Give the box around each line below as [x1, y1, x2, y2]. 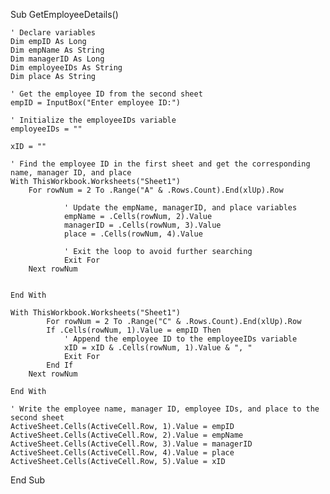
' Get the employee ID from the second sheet [10, 89, 203, 99]
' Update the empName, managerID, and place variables [63, 203, 298, 213]
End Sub [10, 474, 46, 486]
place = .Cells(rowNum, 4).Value [63, 229, 203, 239]
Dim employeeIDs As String [10, 63, 123, 73]
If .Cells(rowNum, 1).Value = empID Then [46, 325, 222, 335]
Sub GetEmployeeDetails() [10, 9, 119, 20]
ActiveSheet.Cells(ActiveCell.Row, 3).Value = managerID [10, 439, 253, 449]
